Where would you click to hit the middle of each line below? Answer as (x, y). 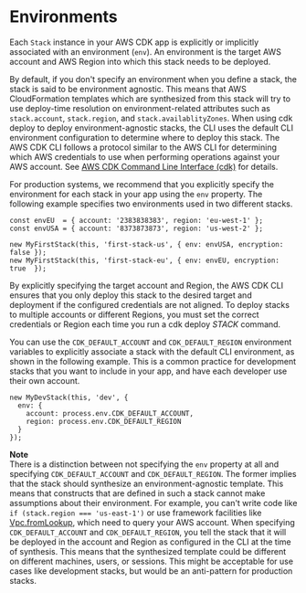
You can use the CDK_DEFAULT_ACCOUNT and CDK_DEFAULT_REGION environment (151, 342)
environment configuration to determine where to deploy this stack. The (145, 137)
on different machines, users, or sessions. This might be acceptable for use (152, 561)
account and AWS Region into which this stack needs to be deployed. (140, 61)
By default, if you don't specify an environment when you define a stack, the (153, 79)
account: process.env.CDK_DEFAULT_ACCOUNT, (110, 413)
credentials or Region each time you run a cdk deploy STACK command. (145, 324)
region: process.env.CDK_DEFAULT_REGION (104, 421)
